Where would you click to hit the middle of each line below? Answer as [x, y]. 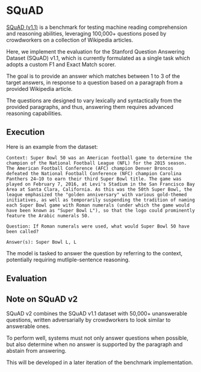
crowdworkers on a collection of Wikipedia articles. [70, 40]
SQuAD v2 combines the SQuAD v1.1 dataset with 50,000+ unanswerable [97, 313]
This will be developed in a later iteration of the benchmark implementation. [100, 362]
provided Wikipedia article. [39, 88]
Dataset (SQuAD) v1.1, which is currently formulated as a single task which [98, 58]
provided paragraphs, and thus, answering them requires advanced [90, 107]
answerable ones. [28, 326]
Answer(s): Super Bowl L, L [42, 242]
